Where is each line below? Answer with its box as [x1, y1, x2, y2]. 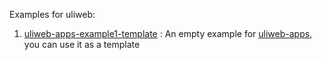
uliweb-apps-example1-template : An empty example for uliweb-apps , [23, 28, 313, 39]
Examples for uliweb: [9, 9, 96, 20]
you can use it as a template [23, 39, 141, 50]
